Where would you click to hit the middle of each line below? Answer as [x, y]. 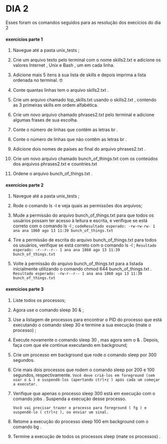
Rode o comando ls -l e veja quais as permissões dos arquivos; [78, 206]
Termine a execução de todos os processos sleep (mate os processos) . [87, 436]
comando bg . [27, 427]
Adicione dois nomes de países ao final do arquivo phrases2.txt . [79, 149]
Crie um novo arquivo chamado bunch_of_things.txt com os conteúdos [85, 159]
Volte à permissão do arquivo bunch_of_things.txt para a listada [78, 264]
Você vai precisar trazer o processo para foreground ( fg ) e [80, 408]
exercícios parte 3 [25, 289]
